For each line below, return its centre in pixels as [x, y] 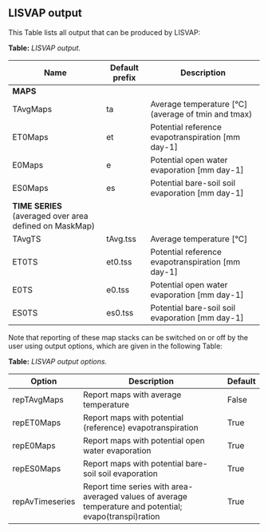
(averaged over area [51, 216]
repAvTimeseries [44, 501]
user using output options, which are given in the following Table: [116, 346]
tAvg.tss [122, 239]
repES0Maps [37, 468]
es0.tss [120, 312]
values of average [154, 496]
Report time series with [126, 486]
